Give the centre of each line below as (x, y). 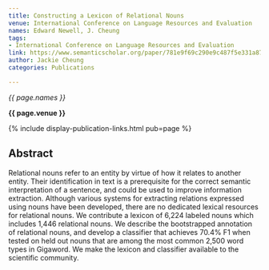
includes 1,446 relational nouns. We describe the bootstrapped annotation (130, 224)
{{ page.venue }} (37, 113)
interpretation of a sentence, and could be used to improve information (125, 189)
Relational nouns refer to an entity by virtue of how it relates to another (125, 173)
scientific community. (44, 257)
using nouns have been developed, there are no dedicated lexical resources (133, 206)
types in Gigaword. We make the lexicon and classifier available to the (124, 249)
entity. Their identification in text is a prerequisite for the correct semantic (130, 181)
